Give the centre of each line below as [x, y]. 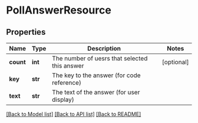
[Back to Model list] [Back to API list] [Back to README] [74, 114]
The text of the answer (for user [96, 92]
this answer [68, 66]
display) [63, 99]
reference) [67, 83]
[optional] [175, 62]
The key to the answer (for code [96, 75]
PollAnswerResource [59, 10]
